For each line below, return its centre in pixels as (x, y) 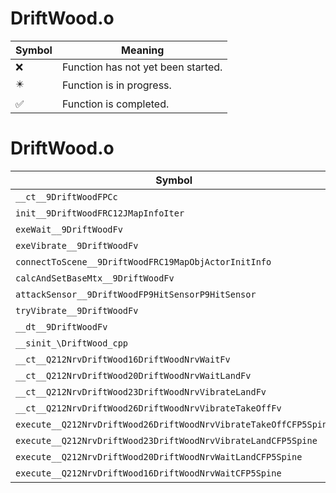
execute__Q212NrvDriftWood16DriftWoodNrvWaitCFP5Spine (148, 473)
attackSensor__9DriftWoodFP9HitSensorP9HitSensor (136, 294)
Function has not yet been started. (142, 67)
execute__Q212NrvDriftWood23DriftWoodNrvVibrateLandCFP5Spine (166, 440)
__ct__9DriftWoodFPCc (66, 196)
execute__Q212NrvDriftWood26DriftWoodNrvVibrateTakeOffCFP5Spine (174, 424)
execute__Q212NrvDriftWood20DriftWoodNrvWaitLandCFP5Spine (159, 456)
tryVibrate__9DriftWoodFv (77, 310)
